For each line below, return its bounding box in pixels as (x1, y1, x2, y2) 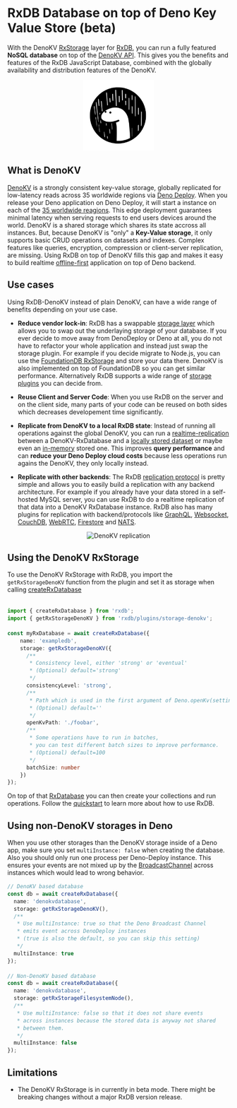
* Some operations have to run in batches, (29, 734, 159, 741)
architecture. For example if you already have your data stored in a (17, 488, 211, 496)
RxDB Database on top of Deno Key (7, 5, 217, 21)
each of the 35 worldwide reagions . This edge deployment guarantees (7, 206, 212, 214)
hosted (17, 495, 39, 503)
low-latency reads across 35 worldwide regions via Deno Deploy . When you (7, 191, 228, 199)
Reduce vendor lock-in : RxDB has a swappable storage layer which (17, 319, 215, 327)
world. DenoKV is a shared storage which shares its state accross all (7, 220, 207, 229)
